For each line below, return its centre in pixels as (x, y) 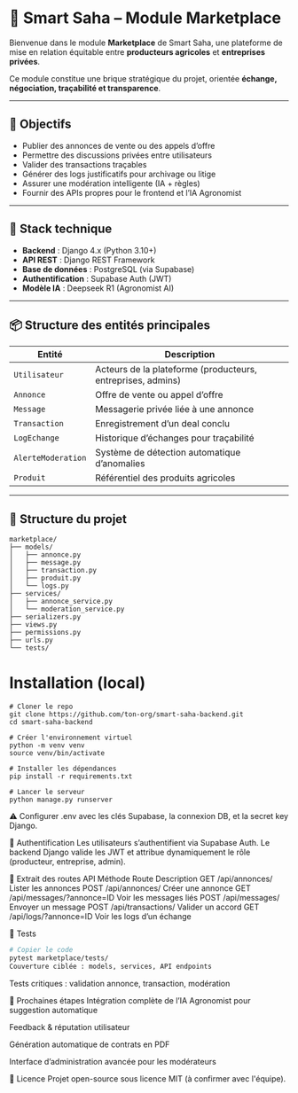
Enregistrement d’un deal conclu (162, 424)
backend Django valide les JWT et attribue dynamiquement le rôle (130, 852)
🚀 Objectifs (40, 125)
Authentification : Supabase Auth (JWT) (97, 278)
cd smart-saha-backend (51, 722)
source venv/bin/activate (57, 753)
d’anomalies (120, 464)
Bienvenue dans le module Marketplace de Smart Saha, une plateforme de (146, 43)
